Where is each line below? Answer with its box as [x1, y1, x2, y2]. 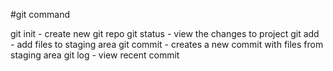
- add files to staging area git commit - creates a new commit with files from [10, 39, 324, 50]
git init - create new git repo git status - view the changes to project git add [10, 28, 320, 39]
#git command [10, 9, 70, 20]
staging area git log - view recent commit [10, 49, 180, 61]
